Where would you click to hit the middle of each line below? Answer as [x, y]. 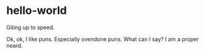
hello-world [37, 11]
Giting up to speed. [31, 27]
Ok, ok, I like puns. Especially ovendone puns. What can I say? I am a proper [103, 39]
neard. [15, 46]
